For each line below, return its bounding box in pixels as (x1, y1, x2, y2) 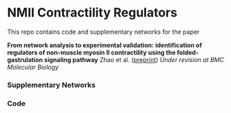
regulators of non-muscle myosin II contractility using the (7, 48, 176, 56)
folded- (177, 48, 199, 56)
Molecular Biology (7, 63, 59, 71)
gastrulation (7, 55, 43, 63)
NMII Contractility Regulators (7, 5, 178, 21)
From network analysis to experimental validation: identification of (7, 41, 202, 49)
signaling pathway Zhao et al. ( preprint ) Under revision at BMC (43, 55, 225, 63)
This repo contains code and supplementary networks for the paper (7, 28, 200, 36)
